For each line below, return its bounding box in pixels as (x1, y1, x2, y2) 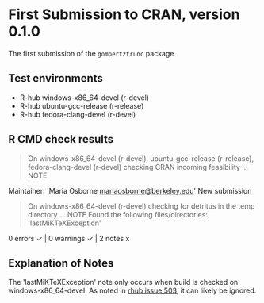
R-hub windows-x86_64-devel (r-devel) (19, 93, 149, 102)
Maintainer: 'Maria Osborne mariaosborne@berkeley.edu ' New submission (8, 186, 252, 195)
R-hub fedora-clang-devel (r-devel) (19, 109, 136, 119)
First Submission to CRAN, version (8, 6, 240, 24)
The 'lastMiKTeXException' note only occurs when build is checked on (8, 278, 239, 287)
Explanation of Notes (8, 256, 114, 270)
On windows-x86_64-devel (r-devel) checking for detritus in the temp (27, 201, 255, 211)
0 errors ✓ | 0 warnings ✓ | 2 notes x (8, 233, 130, 243)
